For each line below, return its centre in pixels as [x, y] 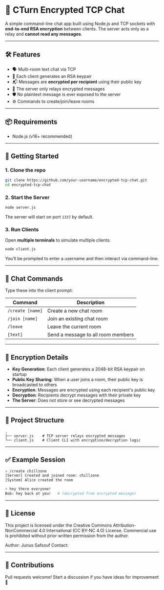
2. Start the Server [27, 197]
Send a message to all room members [91, 335]
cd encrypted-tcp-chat [28, 185]
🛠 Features [23, 55]
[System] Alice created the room [39, 480]
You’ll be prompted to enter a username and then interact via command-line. [82, 259]
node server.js [20, 208]
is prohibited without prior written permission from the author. [67, 536]
